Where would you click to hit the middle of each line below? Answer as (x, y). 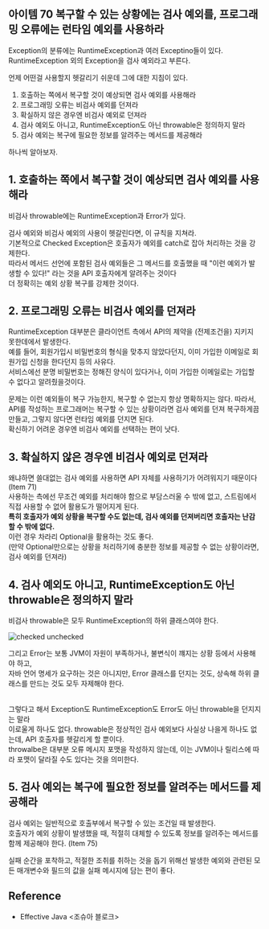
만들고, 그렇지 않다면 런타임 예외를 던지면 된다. (81, 419)
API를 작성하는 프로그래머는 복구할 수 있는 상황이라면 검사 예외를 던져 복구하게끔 (134, 409)
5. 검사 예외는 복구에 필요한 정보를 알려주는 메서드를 (128, 787)
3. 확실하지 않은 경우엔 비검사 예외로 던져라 (108, 457)
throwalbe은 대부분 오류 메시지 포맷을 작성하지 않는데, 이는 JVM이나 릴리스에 (130, 750)
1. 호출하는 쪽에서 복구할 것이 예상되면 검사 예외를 (123, 180)
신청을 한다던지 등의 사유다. (72, 362)
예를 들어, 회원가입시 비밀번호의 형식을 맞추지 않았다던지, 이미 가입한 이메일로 (129, 351)
